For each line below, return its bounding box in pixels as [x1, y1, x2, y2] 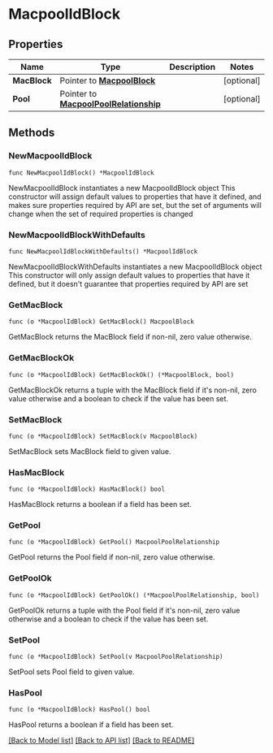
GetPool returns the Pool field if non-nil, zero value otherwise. [8, 552, 215, 562]
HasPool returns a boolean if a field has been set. [8, 720, 174, 729]
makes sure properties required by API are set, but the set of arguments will [8, 200, 262, 210]
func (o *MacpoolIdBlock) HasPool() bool [8, 706, 151, 714]
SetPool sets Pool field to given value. [8, 667, 135, 677]
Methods [8, 126, 55, 140]
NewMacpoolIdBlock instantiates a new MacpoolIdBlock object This [8, 183, 236, 193]
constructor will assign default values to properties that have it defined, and [8, 192, 262, 201]
